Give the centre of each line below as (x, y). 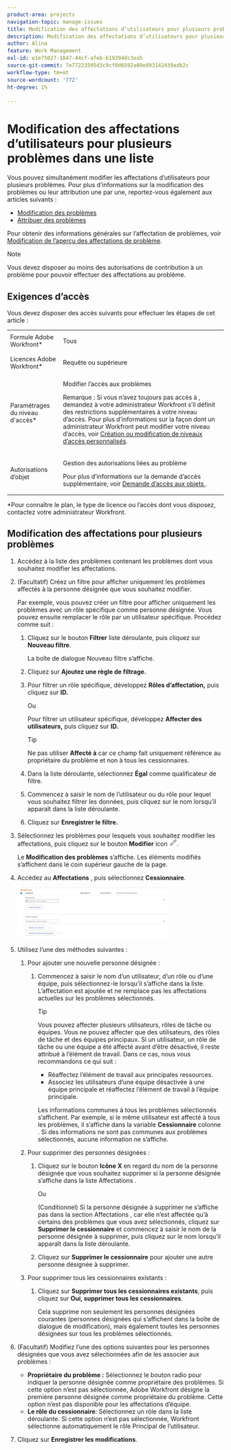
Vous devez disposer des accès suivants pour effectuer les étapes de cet (111, 313)
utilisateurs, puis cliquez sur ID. (73, 726)
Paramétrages (30, 405)
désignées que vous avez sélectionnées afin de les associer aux (108, 1354)
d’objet (20, 477)
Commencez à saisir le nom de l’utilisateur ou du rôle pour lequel (119, 794)
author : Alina (27, 44)
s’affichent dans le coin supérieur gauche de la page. (92, 864)
